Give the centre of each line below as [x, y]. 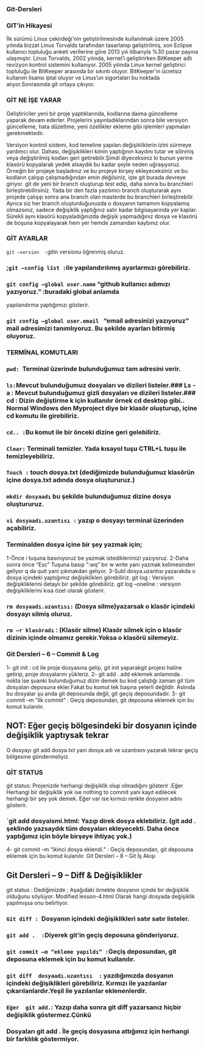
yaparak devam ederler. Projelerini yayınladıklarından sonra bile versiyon [97, 120]
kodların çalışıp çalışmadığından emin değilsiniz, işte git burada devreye [96, 177]
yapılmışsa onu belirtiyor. [37, 902]
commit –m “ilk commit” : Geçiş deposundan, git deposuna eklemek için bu [100, 700]
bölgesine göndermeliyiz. [38, 756]
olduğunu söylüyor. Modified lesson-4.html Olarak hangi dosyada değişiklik [101, 896]
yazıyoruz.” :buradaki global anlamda [63, 291]
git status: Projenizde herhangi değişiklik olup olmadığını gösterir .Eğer [95, 785]
